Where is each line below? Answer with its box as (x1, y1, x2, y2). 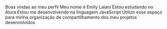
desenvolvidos (5, 19, 35, 25)
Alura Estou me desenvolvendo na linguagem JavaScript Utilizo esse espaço (5, 9, 163, 15)
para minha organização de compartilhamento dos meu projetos (5, 14, 137, 20)
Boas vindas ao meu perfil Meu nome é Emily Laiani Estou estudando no (5, 4, 154, 10)
